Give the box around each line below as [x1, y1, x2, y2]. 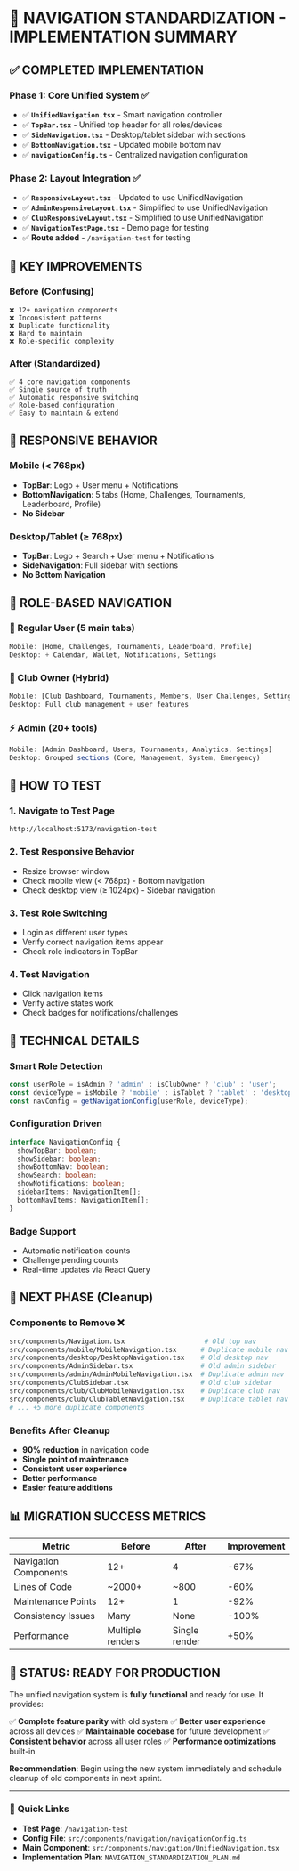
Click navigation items [21, 988, 104, 1000]
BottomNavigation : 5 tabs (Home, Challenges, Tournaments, [21, 489, 246, 499]
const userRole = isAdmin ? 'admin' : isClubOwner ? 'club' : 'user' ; [9, 1080, 277, 1089]
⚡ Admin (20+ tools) [9, 721, 98, 733]
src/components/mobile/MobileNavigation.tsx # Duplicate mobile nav [9, 1345, 289, 1354]
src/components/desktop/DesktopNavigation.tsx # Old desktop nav [9, 1353, 269, 1363]
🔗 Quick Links [9, 1802, 69, 1815]
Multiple [107, 1624, 141, 1636]
